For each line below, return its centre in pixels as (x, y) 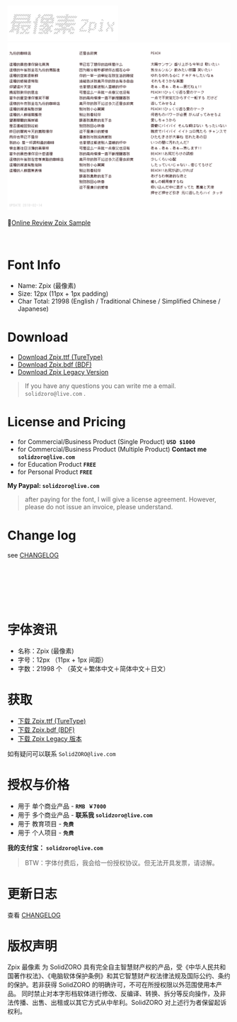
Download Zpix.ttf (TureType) (60, 357)
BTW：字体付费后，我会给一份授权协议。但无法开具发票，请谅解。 (121, 862)
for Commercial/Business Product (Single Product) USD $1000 (106, 441)
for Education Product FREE (57, 464)
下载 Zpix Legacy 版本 (50, 738)
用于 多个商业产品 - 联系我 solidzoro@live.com (85, 815)
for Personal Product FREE (55, 472)
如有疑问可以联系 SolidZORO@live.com (62, 753)
